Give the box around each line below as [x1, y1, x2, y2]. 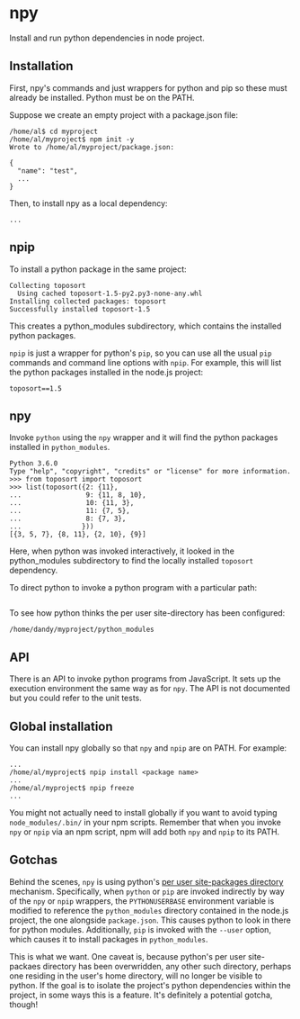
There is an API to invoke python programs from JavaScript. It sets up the [9, 673, 281, 684]
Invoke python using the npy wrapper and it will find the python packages [9, 432, 278, 443]
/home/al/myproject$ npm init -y [9, 134, 135, 144]
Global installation [9, 718, 114, 734]
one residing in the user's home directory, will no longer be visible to [9, 970, 263, 981]
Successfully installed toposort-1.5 [9, 304, 151, 313]
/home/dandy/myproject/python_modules [9, 625, 154, 635]
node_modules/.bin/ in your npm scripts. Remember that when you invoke [9, 817, 281, 827]
